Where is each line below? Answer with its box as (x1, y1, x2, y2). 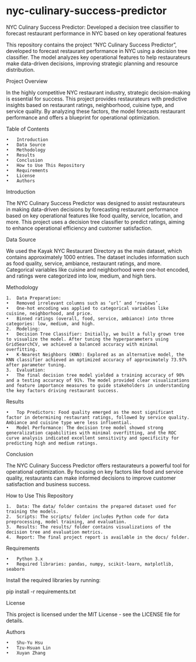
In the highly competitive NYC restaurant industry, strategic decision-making (6, 89, 191, 96)
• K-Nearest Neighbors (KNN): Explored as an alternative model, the (6, 352, 184, 357)
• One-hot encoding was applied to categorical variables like (6, 305, 169, 311)
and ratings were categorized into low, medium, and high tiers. (6, 272, 157, 279)
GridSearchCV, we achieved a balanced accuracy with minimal (6, 341, 159, 347)
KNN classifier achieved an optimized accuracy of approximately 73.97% (6, 357, 187, 363)
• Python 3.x (6, 556, 43, 562)
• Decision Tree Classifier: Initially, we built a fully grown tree (6, 331, 184, 337)
